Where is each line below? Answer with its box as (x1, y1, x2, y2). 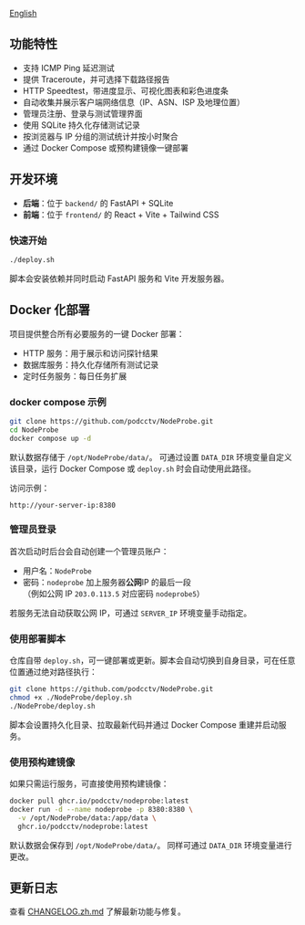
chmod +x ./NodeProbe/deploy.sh (9, 693, 132, 702)
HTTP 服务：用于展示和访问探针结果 (22, 347, 159, 359)
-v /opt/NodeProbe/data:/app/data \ (17, 813, 157, 823)
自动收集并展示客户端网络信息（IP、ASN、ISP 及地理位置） (22, 96, 246, 108)
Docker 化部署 (9, 302, 91, 318)
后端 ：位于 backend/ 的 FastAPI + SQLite (22, 197, 174, 208)
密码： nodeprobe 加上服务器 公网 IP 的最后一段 (22, 576, 191, 587)
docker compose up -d (9, 434, 92, 443)
